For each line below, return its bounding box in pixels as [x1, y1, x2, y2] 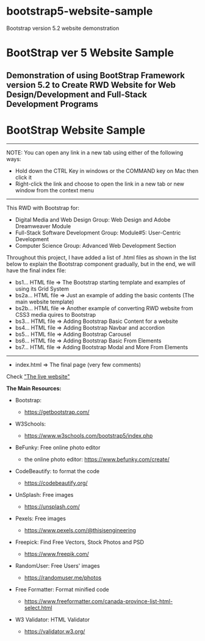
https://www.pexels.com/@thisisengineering [24, 527, 136, 534]
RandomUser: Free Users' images [15, 562, 100, 570]
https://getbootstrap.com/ [24, 408, 90, 416]
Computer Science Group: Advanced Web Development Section [15, 242, 176, 250]
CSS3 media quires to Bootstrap [15, 311, 96, 319]
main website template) [15, 298, 74, 306]
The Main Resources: [6, 385, 62, 392]
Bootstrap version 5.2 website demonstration [6, 24, 120, 32]
